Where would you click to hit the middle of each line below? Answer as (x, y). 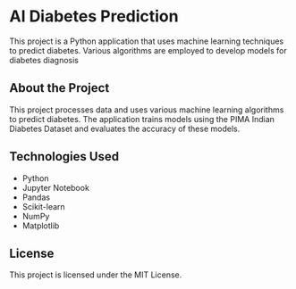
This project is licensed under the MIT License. (96, 275)
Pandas (36, 197)
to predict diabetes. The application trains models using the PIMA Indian (142, 119)
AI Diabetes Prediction (94, 17)
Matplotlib (41, 226)
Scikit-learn (43, 206)
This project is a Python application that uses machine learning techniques (147, 41)
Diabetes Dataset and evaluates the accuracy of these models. (125, 128)
